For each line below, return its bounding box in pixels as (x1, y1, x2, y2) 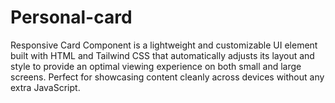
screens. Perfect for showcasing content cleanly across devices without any (10, 71, 325, 83)
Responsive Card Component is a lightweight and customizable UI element (10, 39, 318, 51)
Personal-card (10, 6, 133, 29)
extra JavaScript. (10, 81, 81, 93)
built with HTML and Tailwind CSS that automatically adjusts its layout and (10, 49, 315, 61)
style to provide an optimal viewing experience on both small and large (10, 60, 302, 72)
